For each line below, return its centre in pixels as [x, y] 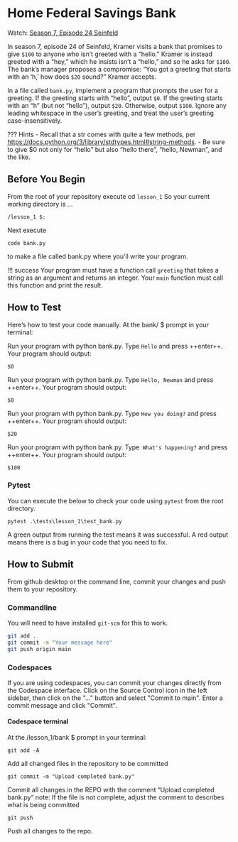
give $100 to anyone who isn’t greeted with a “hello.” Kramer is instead [110, 54]
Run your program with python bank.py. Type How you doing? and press [112, 413]
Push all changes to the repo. [50, 831]
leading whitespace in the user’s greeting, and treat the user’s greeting [111, 113]
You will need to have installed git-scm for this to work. [88, 623]
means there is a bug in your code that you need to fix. [87, 542]
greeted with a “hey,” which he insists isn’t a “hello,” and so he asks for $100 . [119, 61]
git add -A [23, 750]
